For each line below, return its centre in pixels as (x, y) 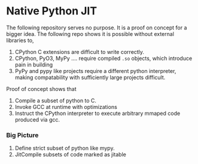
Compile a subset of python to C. (56, 101)
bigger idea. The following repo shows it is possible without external (90, 34)
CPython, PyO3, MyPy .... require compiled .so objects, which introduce (103, 58)
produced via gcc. (37, 119)
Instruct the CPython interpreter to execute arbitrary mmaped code (98, 113)
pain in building (34, 65)
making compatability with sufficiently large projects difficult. (90, 77)
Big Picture (22, 135)
